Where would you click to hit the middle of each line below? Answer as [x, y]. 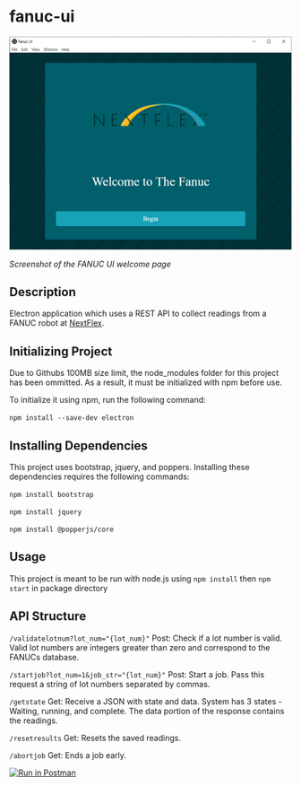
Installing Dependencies [78, 445]
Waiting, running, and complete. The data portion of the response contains [147, 711]
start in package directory [59, 588]
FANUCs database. [44, 657]
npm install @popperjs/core [62, 529]
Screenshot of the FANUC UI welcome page [90, 264]
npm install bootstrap [52, 494]
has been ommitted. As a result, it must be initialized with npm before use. [146, 382]
